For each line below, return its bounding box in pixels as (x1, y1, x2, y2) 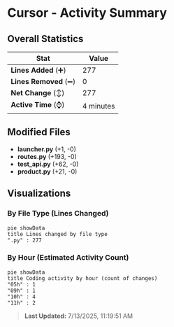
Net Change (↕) (10, 88, 65, 97)
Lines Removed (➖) (10, 77, 75, 86)
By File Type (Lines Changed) (7, 209, 109, 218)
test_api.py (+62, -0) (17, 160, 79, 168)
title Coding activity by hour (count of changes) (7, 274, 158, 281)
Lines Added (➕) (10, 65, 66, 75)
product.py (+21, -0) (17, 167, 78, 176)
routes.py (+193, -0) (17, 152, 77, 160)
